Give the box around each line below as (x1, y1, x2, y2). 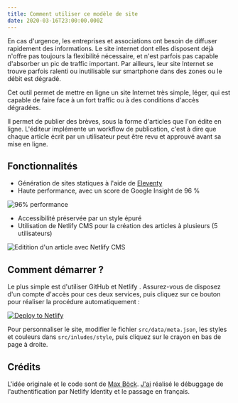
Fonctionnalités (7, 160, 78, 172)
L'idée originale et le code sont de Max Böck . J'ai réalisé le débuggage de (7, 380, 224, 388)
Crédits (7, 360, 41, 373)
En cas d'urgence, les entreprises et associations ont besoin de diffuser (7, 36, 218, 45)
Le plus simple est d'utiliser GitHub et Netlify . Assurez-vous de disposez (7, 282, 222, 291)
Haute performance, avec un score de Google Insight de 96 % (17, 186, 200, 195)
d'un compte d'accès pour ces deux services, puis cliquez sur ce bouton (7, 290, 221, 299)
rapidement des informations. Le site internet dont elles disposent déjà (7, 44, 215, 53)
